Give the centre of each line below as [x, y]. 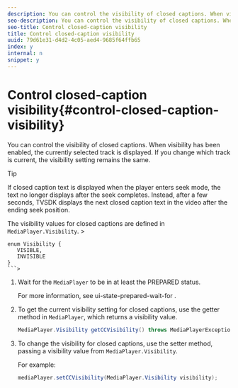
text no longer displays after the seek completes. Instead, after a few [107, 195]
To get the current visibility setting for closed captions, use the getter [119, 309]
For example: [36, 365]
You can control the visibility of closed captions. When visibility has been [114, 144]
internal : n [25, 54]
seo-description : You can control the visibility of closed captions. [114, 21]
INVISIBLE [31, 256]
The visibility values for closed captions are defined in [86, 223]
